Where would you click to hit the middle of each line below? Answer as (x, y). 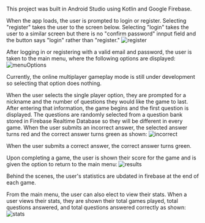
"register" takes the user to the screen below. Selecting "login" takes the (98, 27)
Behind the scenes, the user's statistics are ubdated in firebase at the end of (102, 176)
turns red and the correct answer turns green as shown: (77, 134)
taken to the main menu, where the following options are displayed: (91, 58)
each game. (21, 182)
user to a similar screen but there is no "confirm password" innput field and (101, 34)
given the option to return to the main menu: (62, 164)
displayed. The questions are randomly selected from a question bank (95, 115)
